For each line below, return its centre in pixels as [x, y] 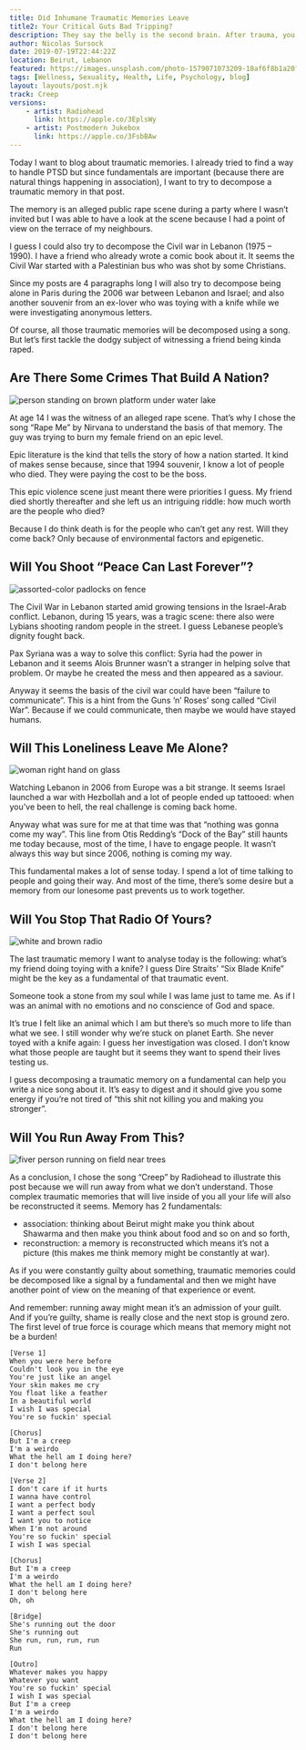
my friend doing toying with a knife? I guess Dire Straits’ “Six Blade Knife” [147, 969]
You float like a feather [58, 1393]
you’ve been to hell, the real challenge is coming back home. [123, 807]
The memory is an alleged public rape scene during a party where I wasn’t [149, 209]
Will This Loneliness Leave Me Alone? [119, 748]
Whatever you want [44, 1680]
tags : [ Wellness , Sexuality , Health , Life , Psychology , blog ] [130, 77]
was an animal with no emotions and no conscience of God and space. [142, 1006]
